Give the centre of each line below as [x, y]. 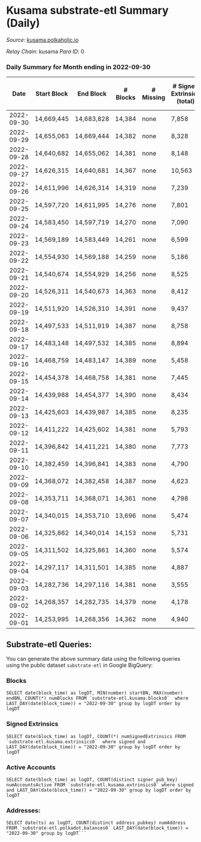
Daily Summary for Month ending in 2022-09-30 [78, 67]
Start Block [52, 94]
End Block [92, 94]
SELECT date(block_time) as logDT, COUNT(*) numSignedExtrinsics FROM [96, 736]
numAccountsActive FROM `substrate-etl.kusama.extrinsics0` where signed [100, 785]
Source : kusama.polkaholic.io [42, 40]
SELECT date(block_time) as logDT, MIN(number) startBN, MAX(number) [95, 693]
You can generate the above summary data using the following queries [93, 659]
